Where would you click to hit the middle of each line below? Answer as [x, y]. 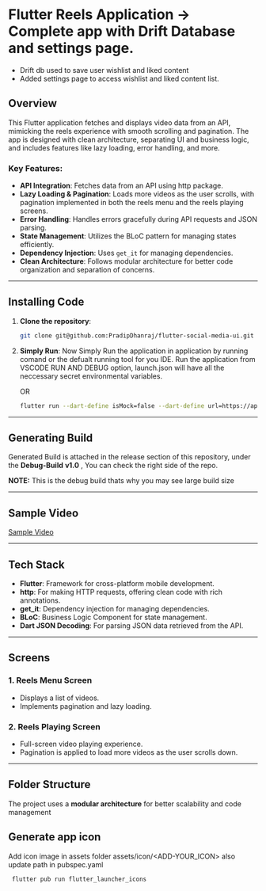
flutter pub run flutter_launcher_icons [79, 879]
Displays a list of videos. [59, 698]
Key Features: [36, 168]
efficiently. [37, 245]
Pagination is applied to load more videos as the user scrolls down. [129, 752]
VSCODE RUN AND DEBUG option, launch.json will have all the [122, 367]
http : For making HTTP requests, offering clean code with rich [121, 592]
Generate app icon [55, 837]
